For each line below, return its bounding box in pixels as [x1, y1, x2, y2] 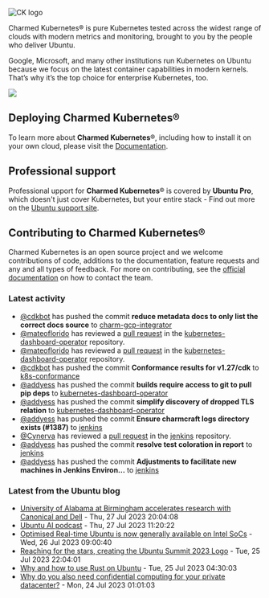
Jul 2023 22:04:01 [19, 555, 81, 564]
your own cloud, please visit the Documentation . [8, 141, 169, 150]
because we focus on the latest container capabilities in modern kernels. [8, 64, 249, 74]
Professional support [8, 165, 116, 178]
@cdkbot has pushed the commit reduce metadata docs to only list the [19, 311, 259, 321]
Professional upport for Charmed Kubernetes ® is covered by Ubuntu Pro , [8, 186, 254, 195]
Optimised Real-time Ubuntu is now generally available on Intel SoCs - [19, 529, 253, 539]
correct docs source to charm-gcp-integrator [19, 320, 173, 330]
